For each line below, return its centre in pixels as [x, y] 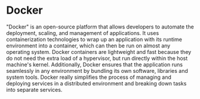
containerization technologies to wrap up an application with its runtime [94, 39]
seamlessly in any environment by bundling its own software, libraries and [97, 71]
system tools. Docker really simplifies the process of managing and [89, 77]
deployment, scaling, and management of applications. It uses [83, 33]
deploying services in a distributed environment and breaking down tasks [96, 83]
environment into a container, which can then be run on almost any [88, 46]
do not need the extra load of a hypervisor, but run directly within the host [97, 58]
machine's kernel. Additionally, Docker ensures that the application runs [95, 64]
